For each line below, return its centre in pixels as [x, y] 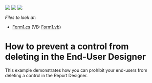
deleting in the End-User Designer [76, 57]
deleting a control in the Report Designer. [46, 75]
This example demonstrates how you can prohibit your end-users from [76, 70]
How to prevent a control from [67, 47]
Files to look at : [21, 17]
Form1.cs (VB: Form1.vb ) [36, 27]
